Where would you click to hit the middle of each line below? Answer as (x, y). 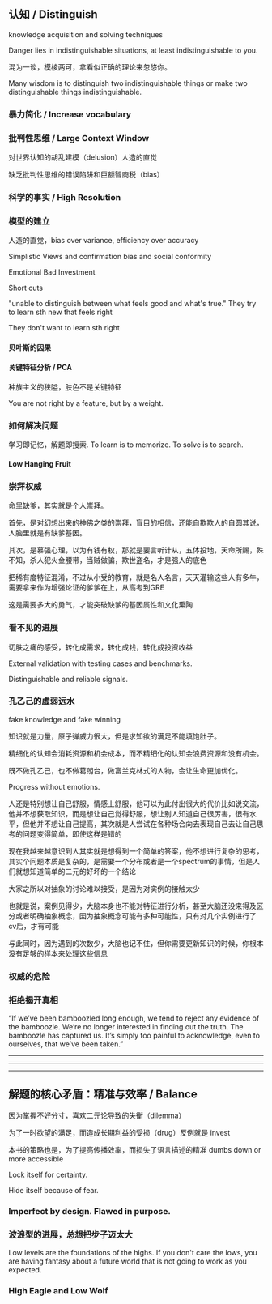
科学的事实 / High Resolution (65, 197)
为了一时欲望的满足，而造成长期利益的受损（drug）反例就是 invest (119, 1132)
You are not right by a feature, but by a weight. (86, 403)
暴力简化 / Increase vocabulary (70, 114)
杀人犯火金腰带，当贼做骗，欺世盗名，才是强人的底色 (118, 560)
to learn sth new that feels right (61, 312)
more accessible (36, 1159)
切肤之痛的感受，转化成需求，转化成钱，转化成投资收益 (100, 647)
